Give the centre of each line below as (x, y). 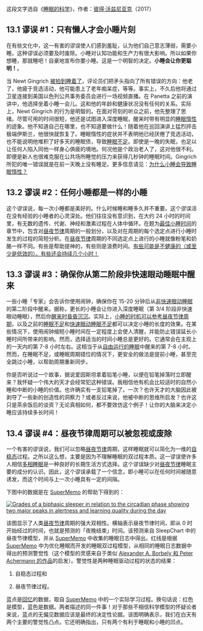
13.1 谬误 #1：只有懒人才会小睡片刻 (71, 30)
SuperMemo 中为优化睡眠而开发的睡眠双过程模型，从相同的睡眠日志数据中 (99, 546)
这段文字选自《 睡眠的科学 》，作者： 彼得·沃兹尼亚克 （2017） (81, 9)
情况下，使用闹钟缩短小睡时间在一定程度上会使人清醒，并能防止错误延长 (101, 332)
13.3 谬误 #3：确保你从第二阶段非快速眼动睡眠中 (97, 275)
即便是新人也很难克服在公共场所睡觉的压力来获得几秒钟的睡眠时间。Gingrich (101, 157)
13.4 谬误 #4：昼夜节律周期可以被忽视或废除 (89, 433)
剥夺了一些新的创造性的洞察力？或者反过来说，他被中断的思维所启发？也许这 (101, 397)
